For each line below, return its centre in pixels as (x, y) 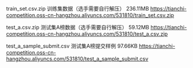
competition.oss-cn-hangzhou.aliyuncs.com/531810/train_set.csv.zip (90, 15)
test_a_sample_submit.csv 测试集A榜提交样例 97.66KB (72, 46)
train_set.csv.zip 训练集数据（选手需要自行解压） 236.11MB (78, 8)
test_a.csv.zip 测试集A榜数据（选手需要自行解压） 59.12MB (78, 27)
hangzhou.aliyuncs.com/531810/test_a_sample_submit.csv (77, 59)
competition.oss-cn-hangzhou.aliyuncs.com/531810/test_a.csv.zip (87, 34)
